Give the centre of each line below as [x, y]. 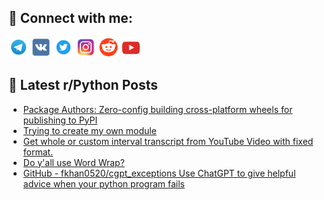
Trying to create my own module [89, 130]
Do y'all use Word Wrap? [73, 162]
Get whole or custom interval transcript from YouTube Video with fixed [168, 141]
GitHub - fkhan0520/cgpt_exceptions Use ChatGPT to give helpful [159, 173]
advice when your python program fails [103, 183]
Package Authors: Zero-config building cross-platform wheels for [157, 109]
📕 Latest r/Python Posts [83, 85]
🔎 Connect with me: [70, 18]
